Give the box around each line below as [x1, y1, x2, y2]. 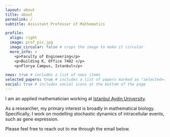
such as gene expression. [5, 116, 59, 122]
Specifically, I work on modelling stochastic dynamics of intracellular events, [5, 110, 164, 116]
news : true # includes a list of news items [5, 73, 101, 78]
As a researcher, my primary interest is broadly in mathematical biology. [5, 105, 155, 111]
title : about [5, 12, 33, 17]
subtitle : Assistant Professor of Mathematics [5, 21, 105, 27]
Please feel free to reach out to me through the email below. [5, 125, 130, 131]
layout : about [5, 7, 35, 13]
